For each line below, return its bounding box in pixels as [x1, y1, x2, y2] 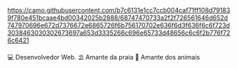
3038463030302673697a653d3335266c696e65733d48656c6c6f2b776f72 [7, 28, 231, 37]
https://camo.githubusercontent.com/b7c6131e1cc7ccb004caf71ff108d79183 [7, 6, 230, 14]
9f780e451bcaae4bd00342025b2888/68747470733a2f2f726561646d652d [7, 13, 228, 22]
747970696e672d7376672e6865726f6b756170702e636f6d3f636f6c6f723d [7, 21, 230, 29]
